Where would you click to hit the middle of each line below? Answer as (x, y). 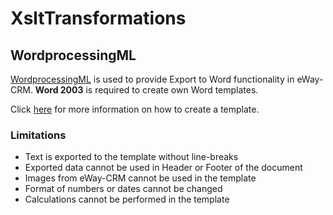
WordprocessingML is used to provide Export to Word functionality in (152, 79)
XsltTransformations (98, 18)
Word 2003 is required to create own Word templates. (146, 90)
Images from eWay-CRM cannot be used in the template (140, 178)
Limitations (38, 135)
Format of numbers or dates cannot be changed (123, 189)
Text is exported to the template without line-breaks (131, 157)
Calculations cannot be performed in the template (127, 199)
